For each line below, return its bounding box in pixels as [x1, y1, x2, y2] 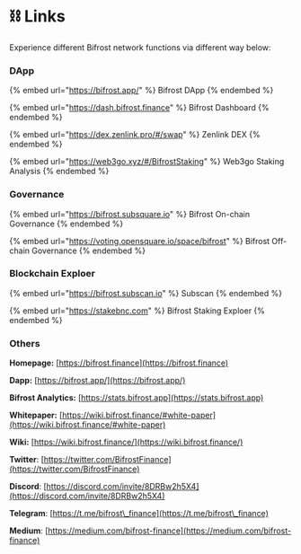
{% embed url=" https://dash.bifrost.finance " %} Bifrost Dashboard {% [9, 102, 270, 113]
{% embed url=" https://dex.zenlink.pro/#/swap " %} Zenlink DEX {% [9, 129, 261, 140]
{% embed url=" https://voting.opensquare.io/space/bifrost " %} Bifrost [9, 235, 270, 246]
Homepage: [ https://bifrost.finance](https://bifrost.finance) [9, 357, 229, 368]
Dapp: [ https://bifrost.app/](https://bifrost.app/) [9, 375, 186, 386]
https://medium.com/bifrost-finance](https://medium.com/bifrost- [48, 525, 292, 536]
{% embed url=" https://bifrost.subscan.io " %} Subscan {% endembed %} [9, 287, 283, 298]
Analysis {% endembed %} [9, 166, 110, 177]
